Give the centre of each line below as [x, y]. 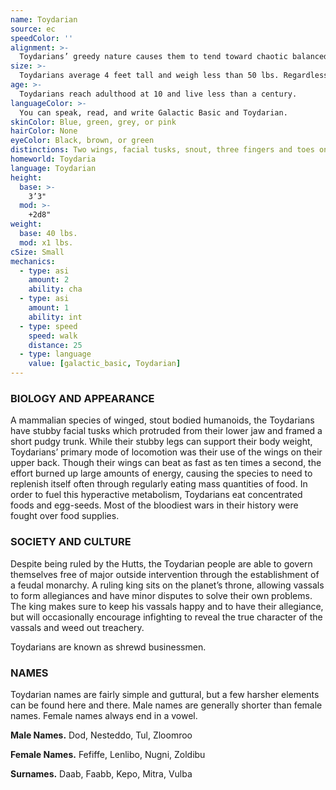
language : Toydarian [53, 168]
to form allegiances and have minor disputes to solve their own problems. [161, 595]
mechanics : [33, 261]
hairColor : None [44, 131]
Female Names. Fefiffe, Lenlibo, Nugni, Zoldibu [108, 754]
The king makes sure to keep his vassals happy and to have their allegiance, [167, 606]
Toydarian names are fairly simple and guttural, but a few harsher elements [165, 694]
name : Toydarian [44, 19]
